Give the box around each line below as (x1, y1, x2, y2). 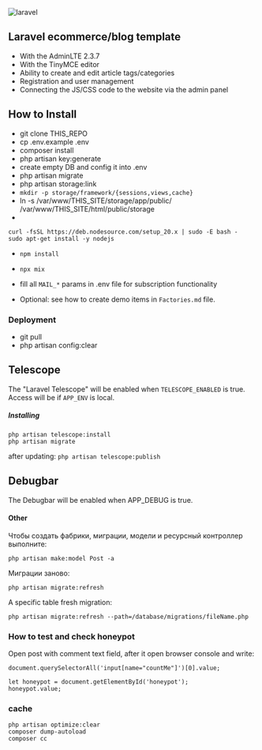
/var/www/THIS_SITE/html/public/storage (19, 204, 155, 213)
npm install (19, 249, 59, 258)
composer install (19, 145, 74, 155)
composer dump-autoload (8, 728, 87, 736)
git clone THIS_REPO (19, 129, 88, 138)
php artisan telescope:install (8, 430, 111, 438)
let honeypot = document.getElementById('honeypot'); (8, 678, 189, 686)
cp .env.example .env (19, 137, 89, 146)
